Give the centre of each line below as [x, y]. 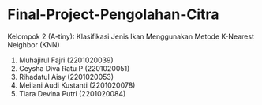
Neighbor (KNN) [34, 44]
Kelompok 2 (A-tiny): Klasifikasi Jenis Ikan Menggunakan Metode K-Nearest [131, 36]
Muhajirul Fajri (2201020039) [66, 60]
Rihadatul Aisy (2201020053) [66, 77]
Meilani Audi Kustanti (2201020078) [77, 85]
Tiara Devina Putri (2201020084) [72, 93]
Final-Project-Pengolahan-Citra [113, 15]
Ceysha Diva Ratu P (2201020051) [74, 68]
